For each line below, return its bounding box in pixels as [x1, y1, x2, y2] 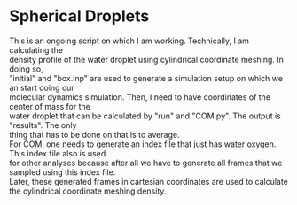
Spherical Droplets [9, 6, 150, 27]
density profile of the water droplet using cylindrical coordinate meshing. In [9, 54, 284, 65]
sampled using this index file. [9, 166, 116, 178]
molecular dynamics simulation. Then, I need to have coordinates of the [9, 91, 271, 102]
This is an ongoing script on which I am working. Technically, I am [9, 35, 250, 46]
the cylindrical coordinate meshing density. [9, 186, 167, 196]
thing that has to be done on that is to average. [9, 129, 180, 140]
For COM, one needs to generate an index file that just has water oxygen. [9, 139, 277, 149]
